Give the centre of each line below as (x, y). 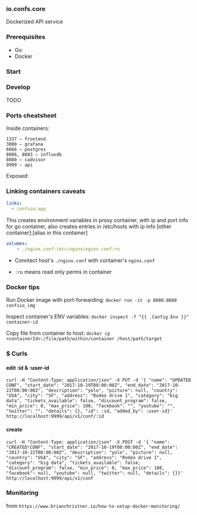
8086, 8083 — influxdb (34, 155)
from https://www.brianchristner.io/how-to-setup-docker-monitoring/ (93, 506)
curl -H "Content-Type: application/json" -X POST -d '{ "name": (88, 442)
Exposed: (18, 176)
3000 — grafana (25, 144)
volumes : (17, 244)
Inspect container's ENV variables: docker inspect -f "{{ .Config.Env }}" (98, 317)
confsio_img (21, 306)
